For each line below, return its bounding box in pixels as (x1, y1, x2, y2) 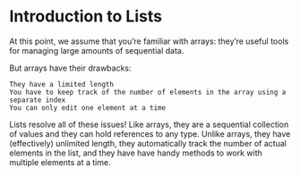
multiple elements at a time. (9, 156, 111, 167)
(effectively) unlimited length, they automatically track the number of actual (9, 138, 287, 148)
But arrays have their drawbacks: (9, 63, 132, 73)
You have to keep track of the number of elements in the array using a (9, 88, 287, 96)
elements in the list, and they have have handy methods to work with (9, 147, 262, 158)
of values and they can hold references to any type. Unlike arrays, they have (9, 128, 291, 139)
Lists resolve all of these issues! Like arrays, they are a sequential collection (9, 119, 289, 130)
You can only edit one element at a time (9, 103, 167, 113)
